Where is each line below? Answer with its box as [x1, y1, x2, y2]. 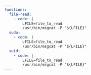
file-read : [9, 12, 32, 17]
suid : [9, 48, 21, 53]
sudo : [9, 30, 21, 35]
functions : [4, 7, 27, 12]
